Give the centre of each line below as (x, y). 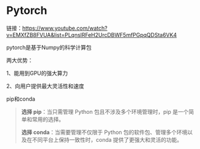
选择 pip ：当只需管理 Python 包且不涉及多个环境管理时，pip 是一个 (105, 111)
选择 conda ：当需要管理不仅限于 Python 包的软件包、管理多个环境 (104, 132)
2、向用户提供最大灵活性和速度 (45, 86)
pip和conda (21, 99)
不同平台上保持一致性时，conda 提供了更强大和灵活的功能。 (107, 139)
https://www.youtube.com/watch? (65, 28)
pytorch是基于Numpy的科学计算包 (49, 47)
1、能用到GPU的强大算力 (37, 73)
